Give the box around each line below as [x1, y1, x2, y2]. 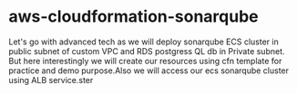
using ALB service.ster [8, 74, 94, 85]
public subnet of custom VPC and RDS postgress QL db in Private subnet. [8, 45, 285, 56]
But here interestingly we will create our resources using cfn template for [8, 55, 282, 66]
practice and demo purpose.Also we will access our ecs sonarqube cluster [8, 65, 289, 76]
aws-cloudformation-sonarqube [8, 6, 259, 27]
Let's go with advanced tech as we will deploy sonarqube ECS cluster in [8, 36, 279, 47]
